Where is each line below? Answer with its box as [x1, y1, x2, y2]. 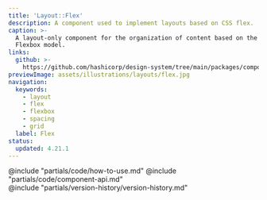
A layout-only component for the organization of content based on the [15, 33, 258, 42]
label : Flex [15, 129, 56, 137]
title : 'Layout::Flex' [8, 11, 83, 20]
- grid [22, 122, 44, 130]
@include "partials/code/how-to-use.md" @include [8, 166, 177, 175]
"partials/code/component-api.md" [8, 175, 123, 184]
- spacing [22, 115, 56, 123]
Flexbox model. [15, 41, 66, 49]
